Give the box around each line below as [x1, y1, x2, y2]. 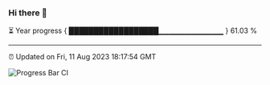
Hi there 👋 [8, 7, 48, 18]
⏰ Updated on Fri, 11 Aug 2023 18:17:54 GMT [8, 52, 157, 62]
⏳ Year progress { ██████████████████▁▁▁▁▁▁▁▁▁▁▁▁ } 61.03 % [8, 26, 258, 35]
